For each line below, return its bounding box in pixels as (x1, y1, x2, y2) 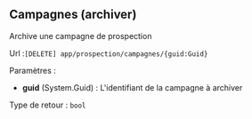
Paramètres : (9, 65, 56, 75)
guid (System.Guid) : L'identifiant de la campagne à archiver (21, 82, 243, 92)
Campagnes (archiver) (9, 7, 137, 22)
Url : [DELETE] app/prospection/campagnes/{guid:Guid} (9, 48, 208, 59)
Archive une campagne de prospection (9, 30, 152, 41)
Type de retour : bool (9, 99, 86, 110)
